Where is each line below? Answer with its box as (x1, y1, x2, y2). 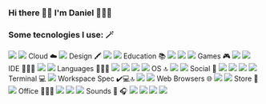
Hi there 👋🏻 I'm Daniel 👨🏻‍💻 (8, 7, 112, 18)
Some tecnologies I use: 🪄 (8, 29, 114, 40)
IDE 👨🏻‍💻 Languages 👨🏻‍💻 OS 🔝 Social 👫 (8, 64, 217, 74)
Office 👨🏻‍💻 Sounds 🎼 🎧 (18, 86, 128, 96)
